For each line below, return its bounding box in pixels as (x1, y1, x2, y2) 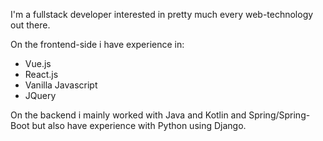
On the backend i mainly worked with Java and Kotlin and (10, 109, 247, 121)
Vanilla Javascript (24, 79, 98, 91)
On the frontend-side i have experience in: (10, 39, 185, 50)
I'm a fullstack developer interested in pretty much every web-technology (10, 9, 314, 20)
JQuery (24, 90, 57, 101)
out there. (10, 19, 51, 31)
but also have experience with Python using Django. (31, 120, 247, 131)
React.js (24, 69, 59, 80)
